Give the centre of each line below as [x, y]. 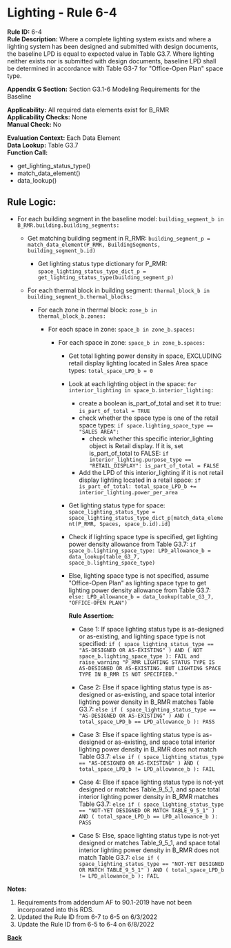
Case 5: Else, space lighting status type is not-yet [149, 835]
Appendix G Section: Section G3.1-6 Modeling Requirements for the [104, 89]
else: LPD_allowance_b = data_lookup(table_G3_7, [141, 597]
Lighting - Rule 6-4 [62, 13]
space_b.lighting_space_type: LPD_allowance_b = [140, 551]
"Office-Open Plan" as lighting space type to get [138, 583]
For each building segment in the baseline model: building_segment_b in [120, 219]
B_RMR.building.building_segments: [68, 225]
